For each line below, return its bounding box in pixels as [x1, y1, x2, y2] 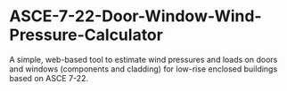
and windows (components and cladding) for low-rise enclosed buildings [9, 64, 278, 74]
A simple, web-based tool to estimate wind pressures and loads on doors [9, 54, 278, 64]
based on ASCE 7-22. [9, 72, 89, 83]
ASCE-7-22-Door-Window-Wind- [9, 6, 262, 27]
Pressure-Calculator [9, 25, 163, 45]
